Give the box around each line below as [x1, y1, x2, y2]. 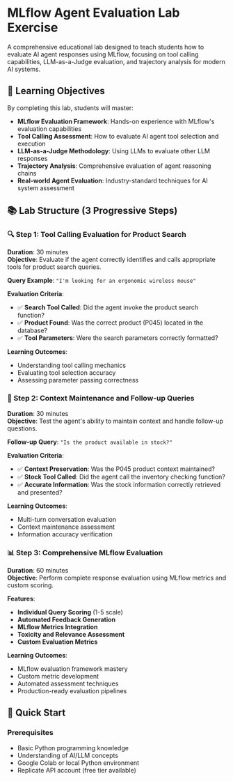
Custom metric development [17, 672, 99, 681]
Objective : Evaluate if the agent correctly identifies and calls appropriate [7, 256, 216, 264]
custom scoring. [7, 581, 54, 589]
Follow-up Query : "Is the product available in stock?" [7, 438, 172, 446]
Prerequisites [7, 728, 54, 738]
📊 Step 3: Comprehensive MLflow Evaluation [7, 548, 163, 557]
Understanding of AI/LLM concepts [17, 751, 119, 759]
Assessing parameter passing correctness [17, 376, 139, 385]
